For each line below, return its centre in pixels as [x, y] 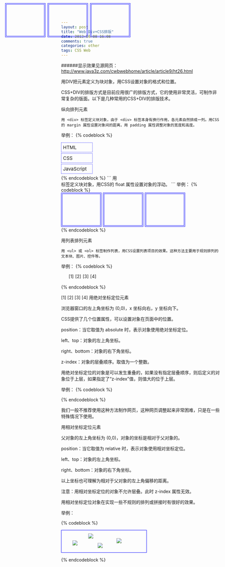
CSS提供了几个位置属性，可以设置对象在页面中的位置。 [119, 319]
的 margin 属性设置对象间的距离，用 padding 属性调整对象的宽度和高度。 [129, 125]
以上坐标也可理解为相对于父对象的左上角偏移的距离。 [116, 481]
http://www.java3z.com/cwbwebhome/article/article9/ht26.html [127, 71]
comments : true [77, 41]
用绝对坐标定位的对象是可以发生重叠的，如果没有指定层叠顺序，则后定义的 [138, 373]
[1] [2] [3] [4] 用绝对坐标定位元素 [95, 297]
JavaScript [75, 169]
